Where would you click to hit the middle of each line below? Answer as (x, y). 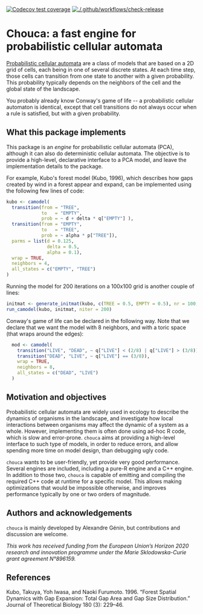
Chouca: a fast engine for (71, 34)
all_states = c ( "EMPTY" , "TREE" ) (54, 269)
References (28, 577)
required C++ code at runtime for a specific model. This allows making (94, 481)
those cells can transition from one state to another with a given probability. (100, 76)
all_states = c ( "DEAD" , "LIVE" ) (58, 373)
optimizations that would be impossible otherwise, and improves (86, 488)
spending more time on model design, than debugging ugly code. (88, 450)
